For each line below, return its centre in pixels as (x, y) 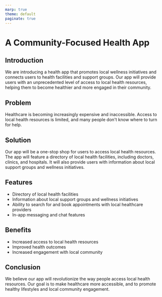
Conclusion (23, 267)
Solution (18, 140)
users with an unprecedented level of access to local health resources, (76, 82)
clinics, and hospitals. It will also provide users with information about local (80, 162)
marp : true (16, 9)
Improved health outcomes (39, 247)
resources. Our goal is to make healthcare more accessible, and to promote (81, 284)
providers (22, 210)
